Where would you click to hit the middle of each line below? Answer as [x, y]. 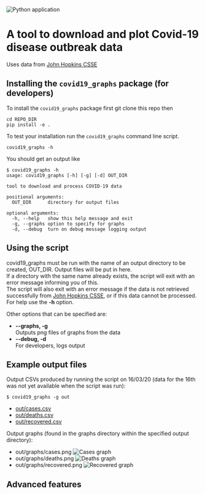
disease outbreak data [65, 48]
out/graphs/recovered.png [49, 465]
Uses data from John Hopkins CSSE [52, 64]
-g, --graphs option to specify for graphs [68, 224]
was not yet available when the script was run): [66, 386]
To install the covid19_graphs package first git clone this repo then [90, 108]
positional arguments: [35, 197]
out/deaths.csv [34, 415]
